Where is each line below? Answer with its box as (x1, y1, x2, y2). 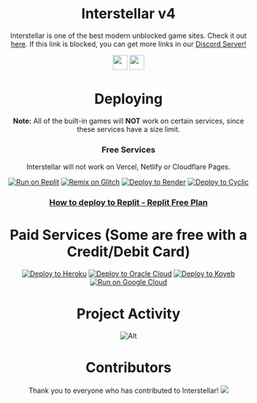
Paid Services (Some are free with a (9, 226, 248, 244)
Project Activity (76, 305, 181, 323)
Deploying (94, 90, 163, 108)
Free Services (101, 144, 156, 155)
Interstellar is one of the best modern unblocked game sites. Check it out (10, 31, 247, 40)
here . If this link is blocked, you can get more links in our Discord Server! (10, 39, 247, 48)
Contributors (85, 359, 172, 377)
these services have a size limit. (76, 124, 181, 134)
